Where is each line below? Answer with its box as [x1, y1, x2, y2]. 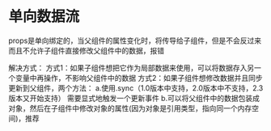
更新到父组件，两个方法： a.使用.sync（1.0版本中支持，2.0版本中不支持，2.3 [8, 82, 264, 93]
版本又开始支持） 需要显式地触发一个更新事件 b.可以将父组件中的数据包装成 [8, 93, 260, 103]
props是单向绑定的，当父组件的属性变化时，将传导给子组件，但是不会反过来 [8, 36, 261, 45]
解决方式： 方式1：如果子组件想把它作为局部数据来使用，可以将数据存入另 [8, 62, 255, 73]
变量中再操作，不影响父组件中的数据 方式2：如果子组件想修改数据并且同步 [15, 73, 263, 82]
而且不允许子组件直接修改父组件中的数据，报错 [8, 45, 164, 55]
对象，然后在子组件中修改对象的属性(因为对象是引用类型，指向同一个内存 [8, 103, 252, 113]
